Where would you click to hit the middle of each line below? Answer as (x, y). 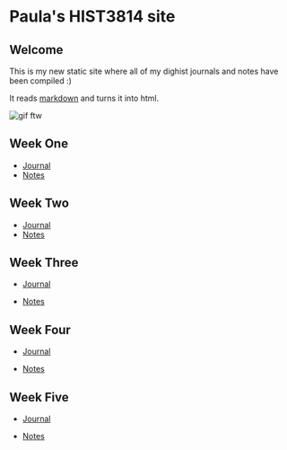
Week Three (44, 263)
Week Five (39, 397)
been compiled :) (40, 81)
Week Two (39, 203)
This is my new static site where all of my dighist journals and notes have (144, 71)
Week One (39, 144)
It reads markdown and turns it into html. (84, 98)
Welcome (36, 50)
